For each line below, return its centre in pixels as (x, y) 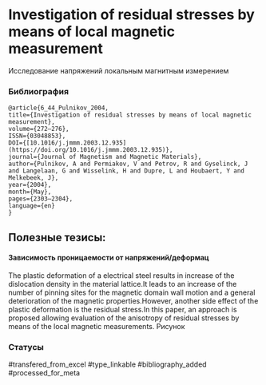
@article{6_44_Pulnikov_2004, (59, 108)
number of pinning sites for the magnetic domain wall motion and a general (132, 292)
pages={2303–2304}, (41, 199)
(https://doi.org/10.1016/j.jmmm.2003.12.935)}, (91, 150)
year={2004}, (30, 185)
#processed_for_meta (44, 373)
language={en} (32, 206)
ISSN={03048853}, (37, 136)
